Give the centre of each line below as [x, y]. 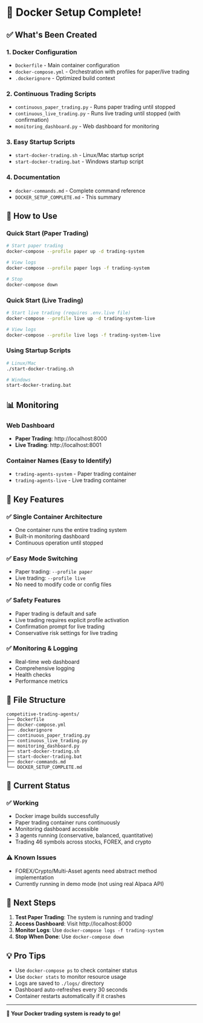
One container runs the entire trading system [71, 529]
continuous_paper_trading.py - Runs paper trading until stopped [95, 107]
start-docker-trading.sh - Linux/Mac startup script [79, 155]
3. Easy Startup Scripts [41, 142]
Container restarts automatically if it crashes [70, 996]
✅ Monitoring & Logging [42, 648]
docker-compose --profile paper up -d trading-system [76, 252]
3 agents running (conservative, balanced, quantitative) [84, 836]
